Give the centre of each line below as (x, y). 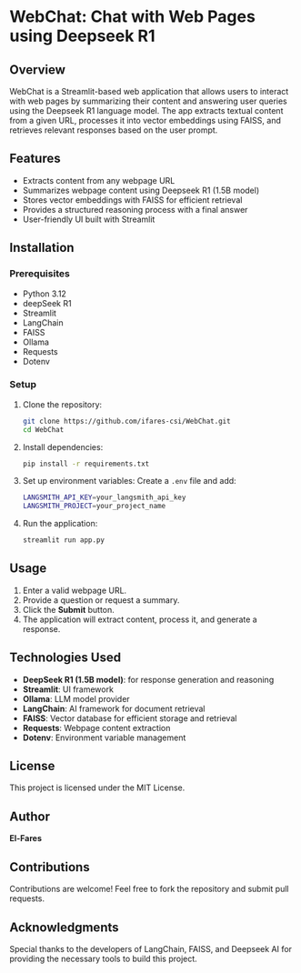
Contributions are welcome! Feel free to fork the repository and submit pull (149, 889)
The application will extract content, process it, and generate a (140, 619)
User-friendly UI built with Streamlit (89, 219)
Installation (42, 248)
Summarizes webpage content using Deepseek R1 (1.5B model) (141, 190)
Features (35, 159)
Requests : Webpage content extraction (96, 727)
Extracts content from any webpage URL (99, 180)
